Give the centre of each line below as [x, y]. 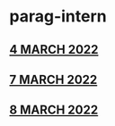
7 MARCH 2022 [53, 79]
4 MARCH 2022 [54, 50]
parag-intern [58, 17]
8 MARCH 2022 [54, 110]
